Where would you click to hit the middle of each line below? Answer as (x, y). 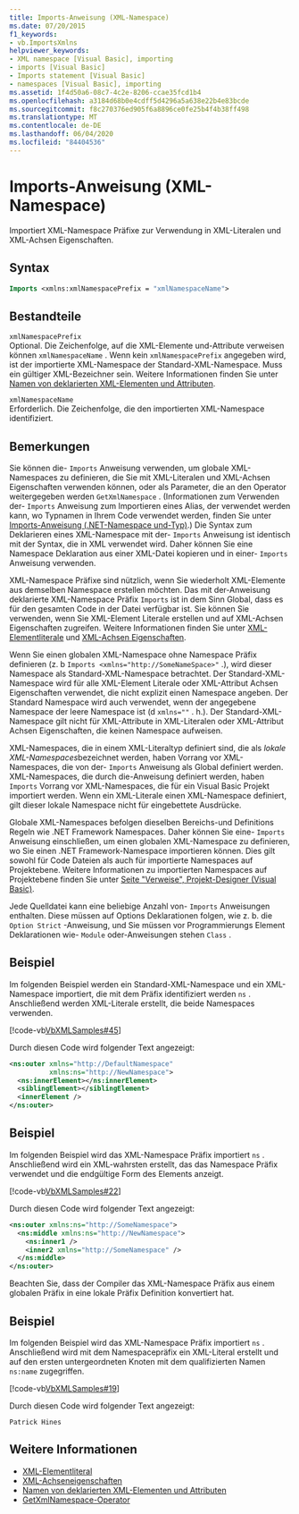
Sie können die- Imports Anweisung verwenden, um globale (119, 468)
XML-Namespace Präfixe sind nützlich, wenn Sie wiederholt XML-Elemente (147, 580)
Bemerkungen (50, 447)
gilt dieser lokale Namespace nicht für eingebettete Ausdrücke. (125, 805)
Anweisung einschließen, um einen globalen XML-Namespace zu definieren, (149, 841)
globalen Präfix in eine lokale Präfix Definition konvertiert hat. (122, 1293)
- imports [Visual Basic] (57, 68)
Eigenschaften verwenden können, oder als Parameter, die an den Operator (148, 487)
